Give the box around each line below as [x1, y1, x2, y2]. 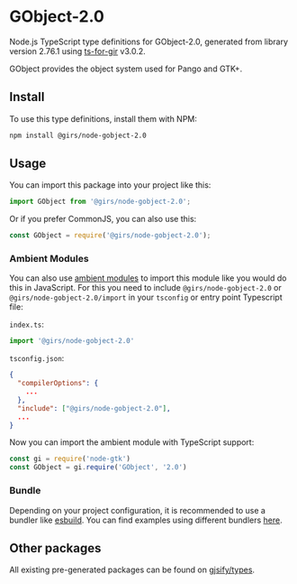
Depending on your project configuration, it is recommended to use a [9, 505, 265, 515]
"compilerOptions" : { [17, 379, 99, 388]
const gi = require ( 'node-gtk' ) [9, 454, 130, 464]
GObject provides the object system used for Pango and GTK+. [9, 63, 243, 74]
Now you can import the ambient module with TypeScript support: [9, 437, 255, 448]
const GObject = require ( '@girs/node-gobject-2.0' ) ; [9, 231, 211, 240]
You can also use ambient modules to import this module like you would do [9, 273, 287, 283]
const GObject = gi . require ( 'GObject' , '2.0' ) [9, 463, 187, 472]
